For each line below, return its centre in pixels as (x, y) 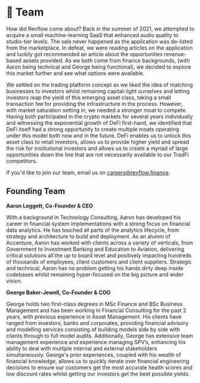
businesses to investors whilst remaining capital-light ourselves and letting (98, 91)
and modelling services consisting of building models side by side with (93, 329)
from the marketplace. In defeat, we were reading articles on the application (99, 48)
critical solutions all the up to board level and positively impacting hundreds (99, 255)
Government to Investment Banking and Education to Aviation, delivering (95, 249)
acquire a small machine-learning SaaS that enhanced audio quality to (93, 35)
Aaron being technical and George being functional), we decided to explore (99, 67)
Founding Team (36, 192)
